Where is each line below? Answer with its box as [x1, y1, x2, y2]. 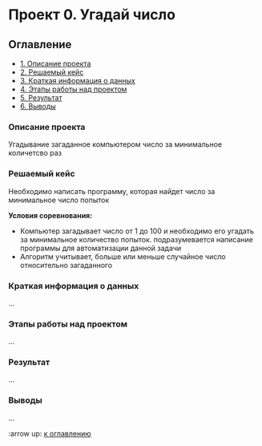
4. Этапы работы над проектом [19, 84, 127, 94]
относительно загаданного [19, 260, 113, 270]
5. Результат [19, 93, 62, 102]
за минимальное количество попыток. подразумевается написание [19, 234, 254, 244]
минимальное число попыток [8, 195, 110, 205]
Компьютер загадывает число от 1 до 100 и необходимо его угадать [19, 226, 255, 236]
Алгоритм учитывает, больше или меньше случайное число [19, 251, 226, 262]
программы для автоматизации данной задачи [19, 243, 182, 253]
